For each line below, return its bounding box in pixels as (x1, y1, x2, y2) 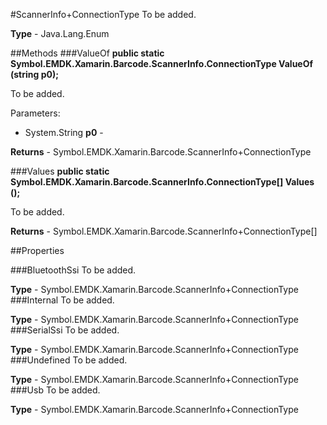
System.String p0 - (24, 127, 104, 138)
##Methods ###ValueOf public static (10, 47, 165, 59)
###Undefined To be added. (10, 354, 128, 366)
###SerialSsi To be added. (10, 324, 120, 336)
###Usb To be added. (10, 384, 101, 396)
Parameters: (10, 107, 61, 119)
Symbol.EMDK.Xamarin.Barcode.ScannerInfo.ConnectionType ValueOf (10, 58, 314, 69)
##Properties (10, 245, 65, 256)
